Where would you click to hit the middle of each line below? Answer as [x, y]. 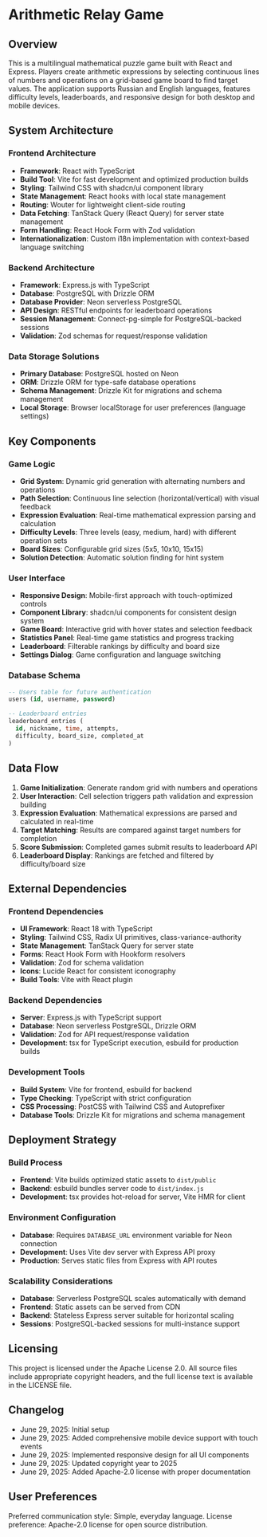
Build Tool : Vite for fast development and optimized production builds [134, 179]
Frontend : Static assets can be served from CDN [100, 1307]
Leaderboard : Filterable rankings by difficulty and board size [120, 647]
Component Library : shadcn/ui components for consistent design [128, 612]
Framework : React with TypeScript [77, 171]
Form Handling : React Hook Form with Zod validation [107, 230]
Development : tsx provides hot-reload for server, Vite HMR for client [132, 1197]
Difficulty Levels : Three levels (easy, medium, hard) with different [128, 532]
